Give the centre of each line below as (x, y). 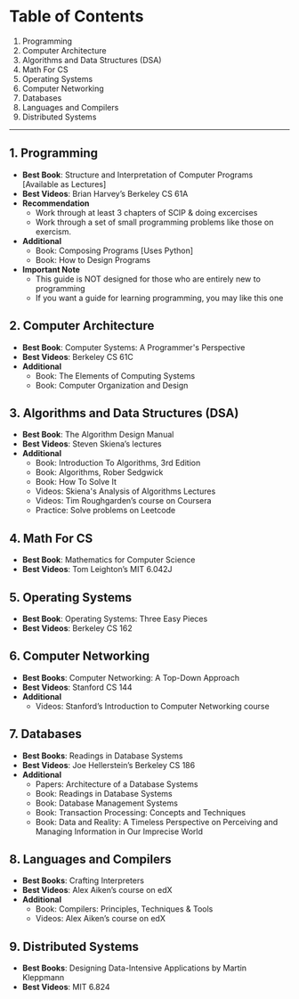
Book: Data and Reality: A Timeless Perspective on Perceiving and (157, 822)
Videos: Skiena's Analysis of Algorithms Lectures (125, 491)
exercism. (53, 231)
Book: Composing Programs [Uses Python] (114, 250)
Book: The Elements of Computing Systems (115, 375)
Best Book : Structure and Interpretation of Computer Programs (137, 175)
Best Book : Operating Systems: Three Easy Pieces (115, 618)
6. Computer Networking (79, 656)
